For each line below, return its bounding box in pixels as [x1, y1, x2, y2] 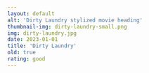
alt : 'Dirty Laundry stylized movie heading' [7, 17, 143, 24]
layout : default [7, 10, 55, 17]
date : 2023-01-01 [7, 36, 58, 43]
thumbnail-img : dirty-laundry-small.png [7, 23, 128, 30]
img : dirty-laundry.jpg [7, 29, 77, 37]
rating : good [7, 56, 46, 63]
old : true [7, 49, 37, 56]
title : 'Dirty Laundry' [7, 42, 77, 49]
